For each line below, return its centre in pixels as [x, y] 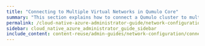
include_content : [28, 34]
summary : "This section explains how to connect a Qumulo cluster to [97, 17]
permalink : [20, 23]
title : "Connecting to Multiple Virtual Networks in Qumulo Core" [92, 12]
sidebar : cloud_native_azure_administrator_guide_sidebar [81, 28]
